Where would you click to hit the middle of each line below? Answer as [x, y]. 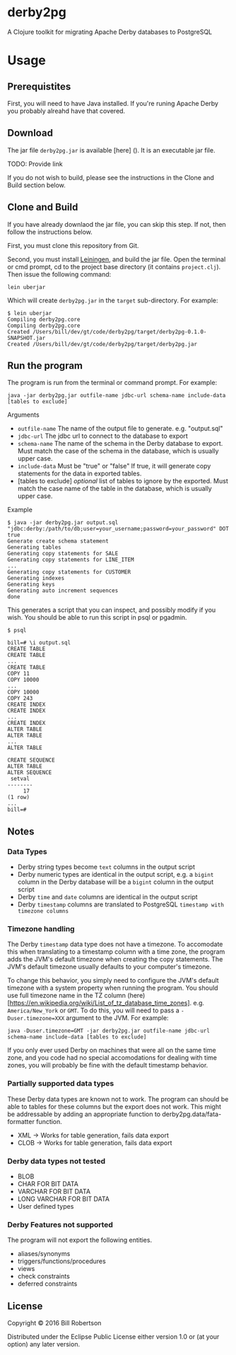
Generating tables [34, 548]
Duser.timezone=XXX [36, 1019]
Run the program [45, 366]
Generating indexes [36, 579]
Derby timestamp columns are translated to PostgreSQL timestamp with [121, 904]
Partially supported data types [61, 1084]
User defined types [46, 1206]
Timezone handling [41, 928]
